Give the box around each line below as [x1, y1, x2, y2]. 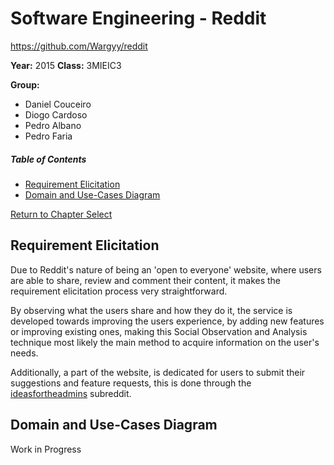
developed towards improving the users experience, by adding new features [10, 315, 325, 327]
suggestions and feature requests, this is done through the [10, 377, 252, 389]
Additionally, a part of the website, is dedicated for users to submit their [10, 366, 306, 378]
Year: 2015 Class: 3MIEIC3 [10, 59, 122, 71]
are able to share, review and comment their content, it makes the [10, 274, 282, 286]
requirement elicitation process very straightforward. [10, 285, 228, 297]
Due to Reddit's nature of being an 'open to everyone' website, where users [10, 263, 322, 276]
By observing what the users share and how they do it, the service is [10, 304, 293, 316]
